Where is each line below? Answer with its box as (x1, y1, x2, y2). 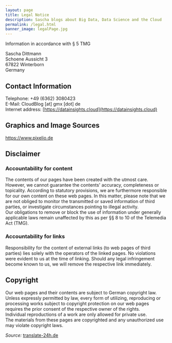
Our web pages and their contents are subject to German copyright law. (5, 289, 157, 295)
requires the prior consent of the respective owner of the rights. (5, 306, 140, 312)
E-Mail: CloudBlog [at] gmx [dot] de (5, 100, 81, 107)
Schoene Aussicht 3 (5, 56, 48, 62)
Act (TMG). (5, 220, 29, 226)
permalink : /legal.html (5, 22, 56, 27)
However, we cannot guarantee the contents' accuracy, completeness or (5, 182, 159, 188)
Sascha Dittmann (5, 51, 42, 57)
